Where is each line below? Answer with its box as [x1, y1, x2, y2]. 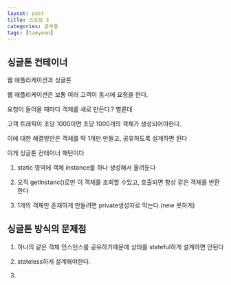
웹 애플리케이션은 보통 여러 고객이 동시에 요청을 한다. [7, 91, 148, 99]
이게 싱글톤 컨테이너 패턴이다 [7, 149, 85, 157]
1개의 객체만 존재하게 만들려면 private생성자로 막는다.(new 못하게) [16, 201, 195, 209]
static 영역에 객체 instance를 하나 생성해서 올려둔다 [16, 163, 156, 172]
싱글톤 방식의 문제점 [7, 223, 87, 235]
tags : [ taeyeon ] [7, 29, 54, 36]
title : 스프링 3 [7, 16, 49, 23]
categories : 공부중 [7, 23, 58, 30]
